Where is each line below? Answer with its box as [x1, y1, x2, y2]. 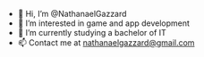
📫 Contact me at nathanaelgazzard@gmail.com [17, 37, 195, 48]
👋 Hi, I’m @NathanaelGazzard [17, 9, 127, 19]
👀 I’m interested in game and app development [17, 18, 191, 28]
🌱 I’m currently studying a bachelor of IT [17, 28, 167, 37]
